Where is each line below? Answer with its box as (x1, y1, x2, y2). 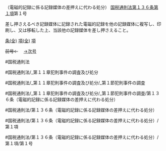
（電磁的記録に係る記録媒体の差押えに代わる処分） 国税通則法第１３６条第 (5, 4, 159, 10)
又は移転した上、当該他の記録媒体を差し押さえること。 (18, 27, 131, 33)
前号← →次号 (5, 49, 37, 54)
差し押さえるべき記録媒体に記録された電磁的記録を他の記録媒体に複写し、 (5, 21, 157, 27)
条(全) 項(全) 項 (5, 38, 36, 44)
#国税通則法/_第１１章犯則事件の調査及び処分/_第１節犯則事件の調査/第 (5, 91, 151, 96)
